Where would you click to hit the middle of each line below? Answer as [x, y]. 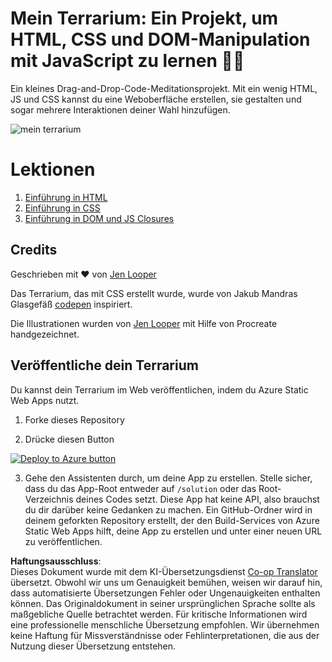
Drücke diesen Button [69, 439]
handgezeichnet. [45, 334]
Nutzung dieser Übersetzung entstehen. [93, 646]
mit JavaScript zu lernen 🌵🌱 [127, 61]
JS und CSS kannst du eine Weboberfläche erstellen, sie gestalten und [156, 99]
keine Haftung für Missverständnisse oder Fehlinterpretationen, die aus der [165, 635]
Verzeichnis [49, 499]
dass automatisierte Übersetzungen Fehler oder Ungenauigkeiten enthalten [165, 593]
